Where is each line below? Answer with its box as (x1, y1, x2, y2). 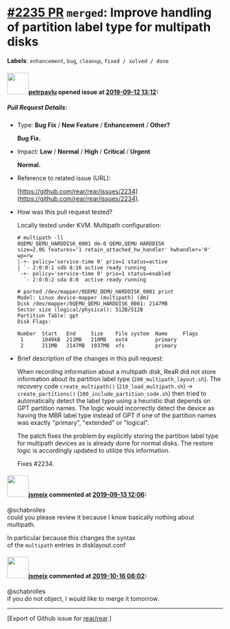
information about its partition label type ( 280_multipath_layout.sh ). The (16, 375, 221, 383)
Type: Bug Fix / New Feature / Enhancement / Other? (16, 121, 170, 129)
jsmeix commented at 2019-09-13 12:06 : (28, 491, 147, 499)
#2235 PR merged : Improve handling (7, 5, 212, 21)
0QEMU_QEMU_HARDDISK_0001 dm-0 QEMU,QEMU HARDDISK (16, 240, 165, 247)
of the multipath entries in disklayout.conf (7, 541, 126, 549)
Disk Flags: (16, 318, 51, 325)
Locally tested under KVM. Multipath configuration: (16, 221, 162, 229)
